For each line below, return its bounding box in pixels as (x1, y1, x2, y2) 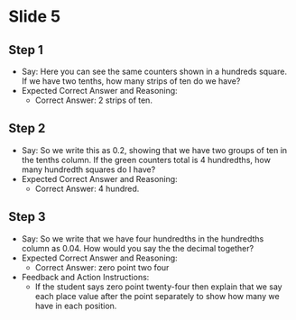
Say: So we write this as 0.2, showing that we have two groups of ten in (21, 144, 288, 155)
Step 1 (8, 42, 44, 58)
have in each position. (34, 300, 117, 311)
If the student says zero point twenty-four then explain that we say (34, 281, 282, 292)
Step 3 (8, 209, 46, 224)
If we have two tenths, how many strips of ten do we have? (21, 76, 241, 87)
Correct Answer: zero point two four (34, 261, 170, 272)
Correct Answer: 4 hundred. (34, 183, 140, 194)
